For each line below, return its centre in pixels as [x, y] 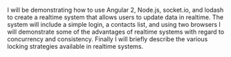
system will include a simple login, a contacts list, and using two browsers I [114, 24]
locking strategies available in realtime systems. [75, 46]
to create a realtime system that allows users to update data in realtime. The [115, 17]
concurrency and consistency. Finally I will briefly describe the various [108, 39]
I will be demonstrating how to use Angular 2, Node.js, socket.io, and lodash [115, 10]
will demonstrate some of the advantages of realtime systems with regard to [116, 32]
